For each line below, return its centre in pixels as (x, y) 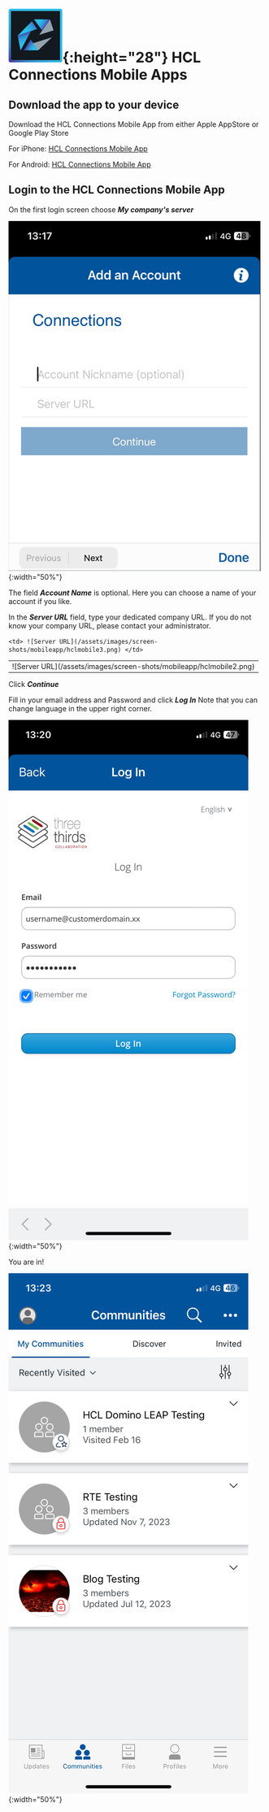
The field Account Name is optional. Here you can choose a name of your (132, 593)
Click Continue (34, 684)
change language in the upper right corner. (80, 709)
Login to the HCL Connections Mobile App (117, 190)
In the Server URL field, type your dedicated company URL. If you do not (130, 617)
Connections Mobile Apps (98, 75)
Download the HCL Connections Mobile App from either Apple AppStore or (134, 124)
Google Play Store (39, 133)
